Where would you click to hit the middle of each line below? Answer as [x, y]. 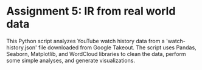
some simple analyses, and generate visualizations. [71, 60]
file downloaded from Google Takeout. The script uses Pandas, [117, 47]
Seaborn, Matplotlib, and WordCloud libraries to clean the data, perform [96, 54]
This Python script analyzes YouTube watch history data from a [86, 41]
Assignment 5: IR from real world [91, 11]
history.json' [22, 47]
